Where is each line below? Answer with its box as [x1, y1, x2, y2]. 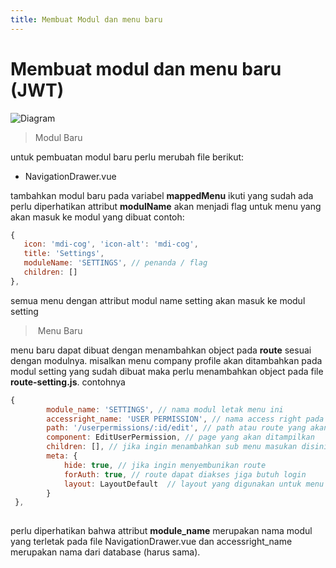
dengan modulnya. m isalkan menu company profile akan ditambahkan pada [10, 354, 323, 366]
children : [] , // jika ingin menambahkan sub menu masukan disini [46, 442, 329, 452]
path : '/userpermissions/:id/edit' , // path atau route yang [46, 423, 307, 433]
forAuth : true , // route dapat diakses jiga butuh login [63, 469, 307, 480]
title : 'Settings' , [23, 249, 105, 259]
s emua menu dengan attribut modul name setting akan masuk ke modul [10, 294, 306, 306]
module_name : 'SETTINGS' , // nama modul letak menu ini [46, 404, 284, 415]
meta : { [46, 451, 78, 461]
